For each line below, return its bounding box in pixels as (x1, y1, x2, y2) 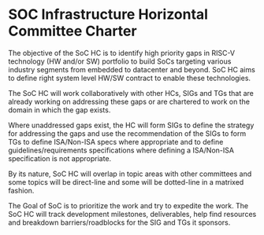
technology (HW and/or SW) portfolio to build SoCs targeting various (8, 57, 232, 66)
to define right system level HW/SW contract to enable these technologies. (8, 73, 251, 83)
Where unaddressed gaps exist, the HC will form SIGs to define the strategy (8, 120, 255, 130)
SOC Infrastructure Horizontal (8, 6, 209, 24)
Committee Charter (8, 22, 137, 40)
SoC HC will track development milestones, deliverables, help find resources (8, 209, 257, 218)
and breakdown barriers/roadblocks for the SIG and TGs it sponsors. (8, 218, 231, 227)
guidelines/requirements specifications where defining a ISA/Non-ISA (8, 145, 235, 155)
